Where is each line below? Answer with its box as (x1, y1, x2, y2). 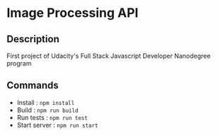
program (6, 59, 32, 68)
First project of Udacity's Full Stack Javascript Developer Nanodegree (6, 51, 211, 60)
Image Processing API (6, 5, 139, 21)
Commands (6, 80, 59, 92)
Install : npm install (16, 98, 75, 106)
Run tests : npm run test (16, 113, 88, 121)
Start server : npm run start (16, 120, 98, 129)
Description (6, 33, 59, 45)
